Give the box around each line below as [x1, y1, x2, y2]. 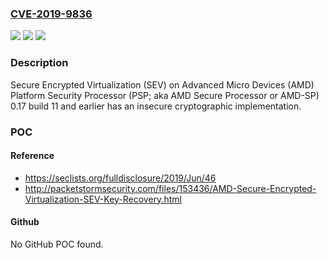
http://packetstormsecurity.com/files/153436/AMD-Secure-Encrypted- [24, 182, 317, 194]
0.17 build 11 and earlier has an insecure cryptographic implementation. [10, 100, 302, 112]
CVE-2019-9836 [10, 7, 93, 21]
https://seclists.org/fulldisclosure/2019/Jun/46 [24, 172, 217, 184]
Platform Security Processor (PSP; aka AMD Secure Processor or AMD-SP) [10, 89, 320, 101]
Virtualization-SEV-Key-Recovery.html [24, 193, 182, 205]
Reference [10, 150, 55, 162]
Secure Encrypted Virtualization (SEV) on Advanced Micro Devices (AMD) [10, 78, 315, 91]
